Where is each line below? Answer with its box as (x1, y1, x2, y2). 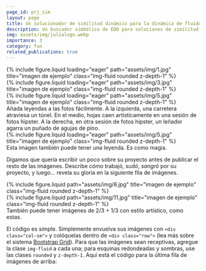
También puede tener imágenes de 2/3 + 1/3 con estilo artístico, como (6, 207, 184, 214)
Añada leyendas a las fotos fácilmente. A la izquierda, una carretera (6, 105, 177, 112)
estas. (6, 213, 22, 221)
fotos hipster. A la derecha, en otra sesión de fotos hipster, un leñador (6, 118, 183, 125)
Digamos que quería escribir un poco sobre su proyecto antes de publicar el (6, 156, 199, 163)
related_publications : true (6, 49, 78, 55)
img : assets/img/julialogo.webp (6, 32, 89, 38)
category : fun (6, 44, 43, 50)
